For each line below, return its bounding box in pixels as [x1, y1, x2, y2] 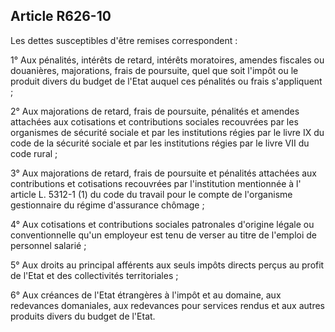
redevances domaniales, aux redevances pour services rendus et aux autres [10, 299, 326, 311]
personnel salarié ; [10, 239, 87, 251]
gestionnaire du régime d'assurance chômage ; [10, 199, 205, 211]
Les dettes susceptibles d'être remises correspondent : [10, 34, 238, 46]
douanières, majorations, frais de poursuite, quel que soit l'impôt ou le [10, 64, 299, 76]
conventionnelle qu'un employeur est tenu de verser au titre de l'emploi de [10, 229, 318, 241]
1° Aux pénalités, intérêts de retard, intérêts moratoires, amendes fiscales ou [10, 54, 325, 66]
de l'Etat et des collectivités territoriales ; [10, 269, 179, 281]
